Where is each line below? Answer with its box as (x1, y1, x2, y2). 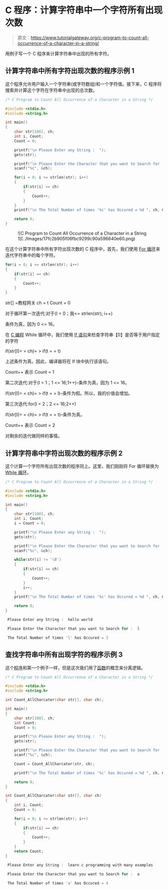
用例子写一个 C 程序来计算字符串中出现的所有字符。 (5, 51, 112, 57)
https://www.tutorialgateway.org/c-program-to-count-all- (30, 35, 149, 41)
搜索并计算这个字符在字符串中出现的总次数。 (5, 87, 97, 93)
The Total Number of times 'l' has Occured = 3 (7, 635, 108, 640)
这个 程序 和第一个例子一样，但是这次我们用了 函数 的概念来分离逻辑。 (5, 665, 145, 671)
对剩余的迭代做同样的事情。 (5, 433, 62, 439)
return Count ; (14, 849, 43, 854)
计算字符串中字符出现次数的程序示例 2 (5, 449, 123, 457)
